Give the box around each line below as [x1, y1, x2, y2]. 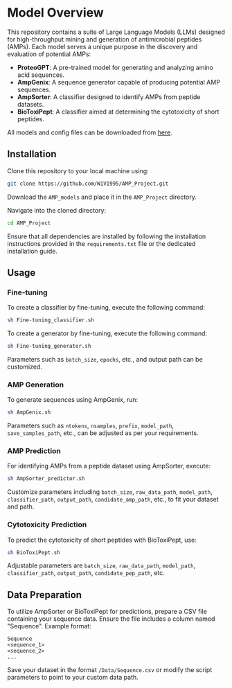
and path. [7, 502, 35, 511]
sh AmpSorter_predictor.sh [7, 475, 85, 482]
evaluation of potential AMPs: [7, 50, 91, 58]
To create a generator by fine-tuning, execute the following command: [7, 329, 208, 337]
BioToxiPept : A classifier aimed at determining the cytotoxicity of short [17, 107, 220, 116]
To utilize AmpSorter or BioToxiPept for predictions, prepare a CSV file [7, 608, 208, 616]
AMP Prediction [7, 446, 61, 456]
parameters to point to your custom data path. [7, 673, 139, 682]
